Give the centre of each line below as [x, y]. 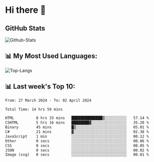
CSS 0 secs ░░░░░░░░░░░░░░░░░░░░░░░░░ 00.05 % [77, 146]
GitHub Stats [25, 28]
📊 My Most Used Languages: [51, 56]
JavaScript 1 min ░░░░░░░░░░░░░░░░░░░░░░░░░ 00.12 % [77, 136]
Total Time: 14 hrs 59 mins [34, 109]
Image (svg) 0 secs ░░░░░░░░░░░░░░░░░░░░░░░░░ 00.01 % [77, 155]
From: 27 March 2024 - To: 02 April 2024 [48, 100]
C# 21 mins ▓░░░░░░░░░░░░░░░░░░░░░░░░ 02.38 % [77, 132]
